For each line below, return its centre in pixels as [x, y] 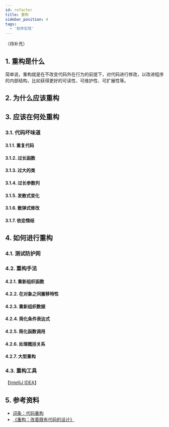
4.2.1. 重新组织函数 [25, 281]
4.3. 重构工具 [21, 371]
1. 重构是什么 [25, 61]
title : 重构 [17, 15]
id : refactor [19, 10]
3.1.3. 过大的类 [20, 170]
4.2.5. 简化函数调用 [25, 331]
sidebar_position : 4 [27, 19]
